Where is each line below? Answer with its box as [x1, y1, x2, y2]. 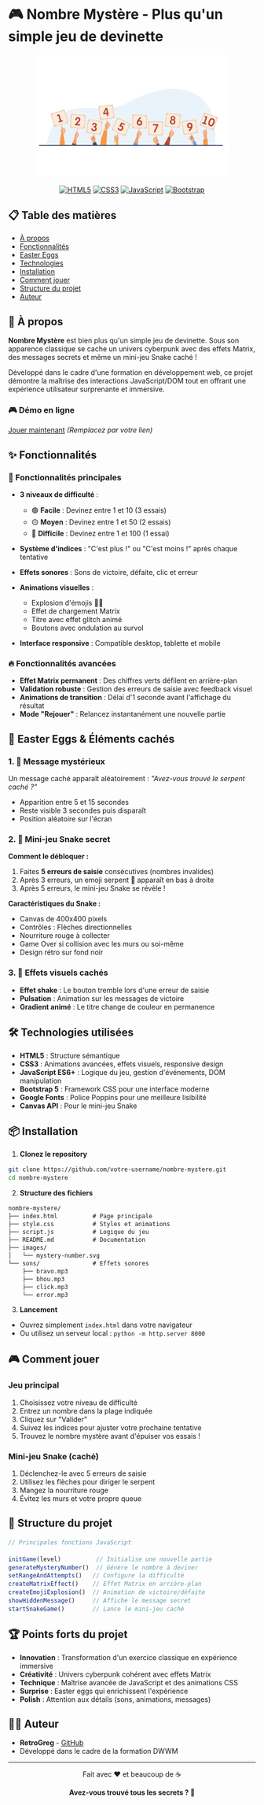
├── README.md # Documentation [8, 1236, 146, 1244]
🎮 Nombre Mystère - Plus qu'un [8, 6, 224, 24]
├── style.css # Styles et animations [8, 1221, 170, 1229]
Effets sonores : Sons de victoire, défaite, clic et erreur [19, 568, 198, 577]
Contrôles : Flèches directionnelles [19, 922, 132, 932]
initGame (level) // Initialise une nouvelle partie [8, 1555, 213, 1563]
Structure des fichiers [19, 1188, 93, 1198]
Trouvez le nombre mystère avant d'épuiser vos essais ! [19, 1431, 200, 1440]
